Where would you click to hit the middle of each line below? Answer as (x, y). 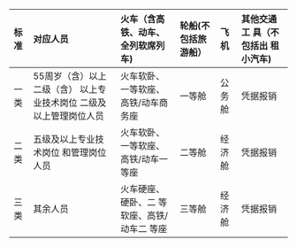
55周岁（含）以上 (70, 76)
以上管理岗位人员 (69, 116)
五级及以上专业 (64, 139)
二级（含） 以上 (65, 89)
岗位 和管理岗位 (74, 152)
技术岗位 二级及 (74, 103)
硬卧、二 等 (144, 202)
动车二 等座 (144, 229)
